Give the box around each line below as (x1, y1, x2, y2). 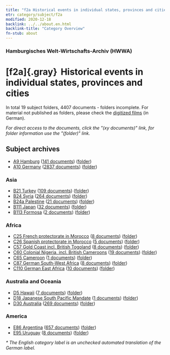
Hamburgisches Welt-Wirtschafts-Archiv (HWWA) (6, 47, 133, 55)
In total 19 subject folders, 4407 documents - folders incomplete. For (6, 104, 149, 110)
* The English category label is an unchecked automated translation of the (6, 339, 161, 345)
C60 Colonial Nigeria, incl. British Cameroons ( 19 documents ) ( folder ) (13, 249, 157, 256)
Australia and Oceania (6, 278, 62, 285)
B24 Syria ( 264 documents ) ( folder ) (13, 193, 88, 199)
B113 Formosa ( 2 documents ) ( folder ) (13, 209, 90, 215)
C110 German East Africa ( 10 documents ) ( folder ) (13, 266, 115, 272)
